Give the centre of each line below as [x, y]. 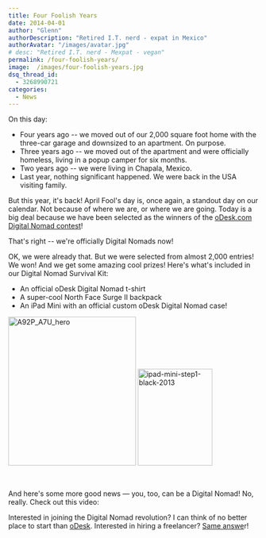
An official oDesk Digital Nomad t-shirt [83, 289]
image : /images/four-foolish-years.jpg [76, 67]
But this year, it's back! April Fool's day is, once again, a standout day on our [133, 201]
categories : [28, 89]
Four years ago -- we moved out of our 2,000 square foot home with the [138, 135]
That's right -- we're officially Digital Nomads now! [91, 241]
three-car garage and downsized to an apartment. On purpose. [123, 143]
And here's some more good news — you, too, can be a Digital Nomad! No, [131, 494]
